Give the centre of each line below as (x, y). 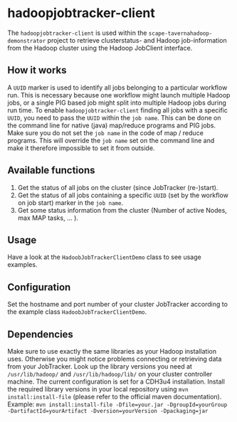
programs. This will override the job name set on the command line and (111, 140)
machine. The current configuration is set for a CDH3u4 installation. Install (116, 381)
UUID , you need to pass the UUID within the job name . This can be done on (114, 117)
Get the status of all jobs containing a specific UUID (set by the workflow (123, 195)
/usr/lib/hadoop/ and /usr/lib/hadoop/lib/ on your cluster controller (110, 374)
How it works (37, 70)
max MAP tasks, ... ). (48, 218)
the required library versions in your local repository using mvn (98, 389)
